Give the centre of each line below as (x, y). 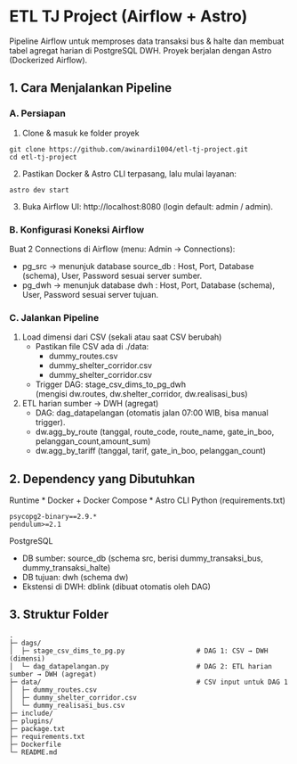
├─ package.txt (37, 728)
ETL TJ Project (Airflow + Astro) (128, 16)
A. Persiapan (38, 113)
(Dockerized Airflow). (48, 60)
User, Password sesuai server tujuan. (90, 294)
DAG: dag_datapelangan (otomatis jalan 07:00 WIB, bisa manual (152, 413)
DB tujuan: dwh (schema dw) (75, 578)
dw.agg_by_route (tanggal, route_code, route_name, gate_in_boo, (155, 432)
